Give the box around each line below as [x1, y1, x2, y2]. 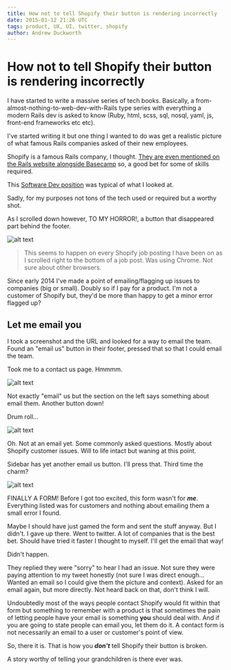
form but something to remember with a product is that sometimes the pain [7, 607, 221, 614]
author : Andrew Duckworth [7, 29, 81, 37]
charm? [7, 467, 29, 475]
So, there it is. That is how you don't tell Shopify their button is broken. [7, 642, 208, 649]
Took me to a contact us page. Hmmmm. [7, 365, 123, 373]
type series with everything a [119, 104, 202, 112]
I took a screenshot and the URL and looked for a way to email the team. [7, 337, 212, 345]
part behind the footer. [7, 222, 71, 230]
